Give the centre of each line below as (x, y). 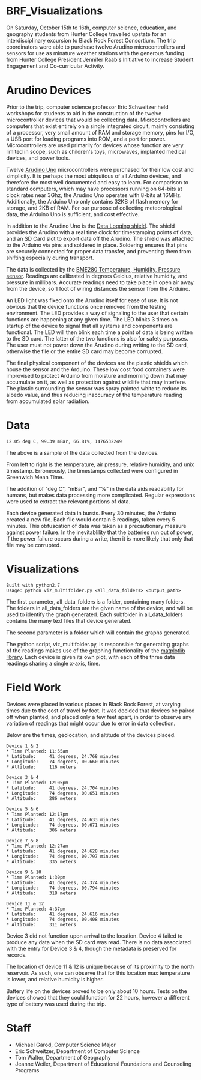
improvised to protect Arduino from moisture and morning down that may (97, 375)
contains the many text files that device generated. (69, 620)
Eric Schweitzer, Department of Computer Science (77, 1051)
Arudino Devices (49, 90)
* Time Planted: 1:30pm (36, 877)
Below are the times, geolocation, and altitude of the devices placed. (91, 735)
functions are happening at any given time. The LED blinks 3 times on (92, 319)
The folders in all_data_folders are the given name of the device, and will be (100, 608)
